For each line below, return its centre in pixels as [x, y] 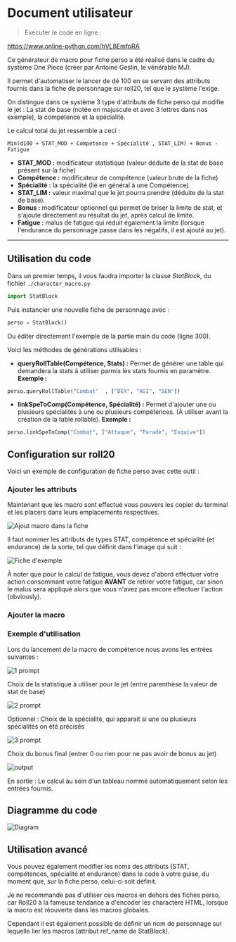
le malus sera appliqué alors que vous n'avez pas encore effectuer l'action [115, 589]
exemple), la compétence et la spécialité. [66, 117]
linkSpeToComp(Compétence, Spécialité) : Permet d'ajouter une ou [117, 404]
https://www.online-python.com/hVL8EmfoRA [74, 46]
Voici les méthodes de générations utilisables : [74, 349]
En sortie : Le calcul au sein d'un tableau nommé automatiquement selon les [118, 781]
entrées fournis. [30, 788]
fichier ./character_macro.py [49, 283]
